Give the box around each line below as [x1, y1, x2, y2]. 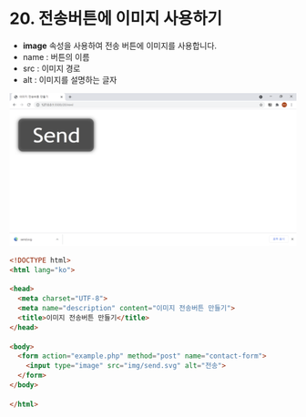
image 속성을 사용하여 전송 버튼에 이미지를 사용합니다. [22, 40, 217, 51]
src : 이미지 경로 [22, 63, 81, 74]
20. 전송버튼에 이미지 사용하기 [9, 8, 223, 29]
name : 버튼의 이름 [22, 51, 90, 62]
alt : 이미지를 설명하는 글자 [22, 74, 117, 85]
